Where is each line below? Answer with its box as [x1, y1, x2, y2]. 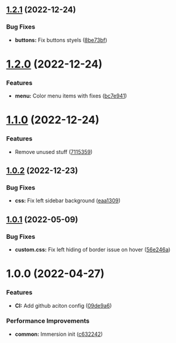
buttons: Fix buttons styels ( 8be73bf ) [14, 36, 107, 44]
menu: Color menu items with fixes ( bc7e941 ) [14, 92, 127, 99]
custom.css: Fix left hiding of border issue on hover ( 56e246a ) [14, 246, 171, 253]
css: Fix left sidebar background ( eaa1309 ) [14, 197, 121, 204]
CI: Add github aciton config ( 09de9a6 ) [14, 302, 112, 309]
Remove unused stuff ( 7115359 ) [14, 148, 93, 155]
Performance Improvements [6, 317, 90, 325]
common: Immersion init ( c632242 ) [14, 330, 103, 338]
